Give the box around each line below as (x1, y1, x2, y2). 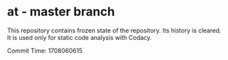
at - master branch (7, 4, 115, 20)
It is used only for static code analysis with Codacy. (7, 33, 152, 41)
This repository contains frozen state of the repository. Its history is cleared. (7, 26, 221, 34)
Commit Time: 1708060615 (7, 47, 83, 55)
